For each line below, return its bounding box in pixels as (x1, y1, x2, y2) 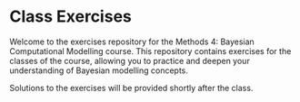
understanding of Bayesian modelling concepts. (9, 65, 189, 76)
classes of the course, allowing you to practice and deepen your (9, 55, 250, 66)
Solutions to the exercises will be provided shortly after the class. (9, 82, 254, 93)
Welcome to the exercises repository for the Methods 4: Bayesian (9, 36, 255, 47)
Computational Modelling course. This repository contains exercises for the (9, 45, 292, 56)
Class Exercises (9, 6, 132, 27)
